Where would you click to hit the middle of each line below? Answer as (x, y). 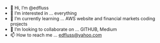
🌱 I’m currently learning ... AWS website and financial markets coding (83, 18)
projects (19, 24)
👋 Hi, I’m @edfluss (29, 8)
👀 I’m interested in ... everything (44, 13)
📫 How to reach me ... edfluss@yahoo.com (56, 35)
